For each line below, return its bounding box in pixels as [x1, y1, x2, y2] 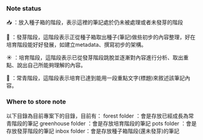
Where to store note [6, 98, 67, 106]
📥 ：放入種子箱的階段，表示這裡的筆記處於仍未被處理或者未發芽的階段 [6, 19, 184, 26]
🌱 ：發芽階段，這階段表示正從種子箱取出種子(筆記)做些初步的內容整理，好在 [6, 33, 196, 41]
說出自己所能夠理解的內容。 [16, 62, 86, 69]
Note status [6, 4, 42, 13]
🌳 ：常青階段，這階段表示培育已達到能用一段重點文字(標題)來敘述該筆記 [6, 75, 185, 82]
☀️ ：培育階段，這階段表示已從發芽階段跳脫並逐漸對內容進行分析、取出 [6, 54, 184, 61]
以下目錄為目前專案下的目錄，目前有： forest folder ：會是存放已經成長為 [6, 112, 189, 119]
